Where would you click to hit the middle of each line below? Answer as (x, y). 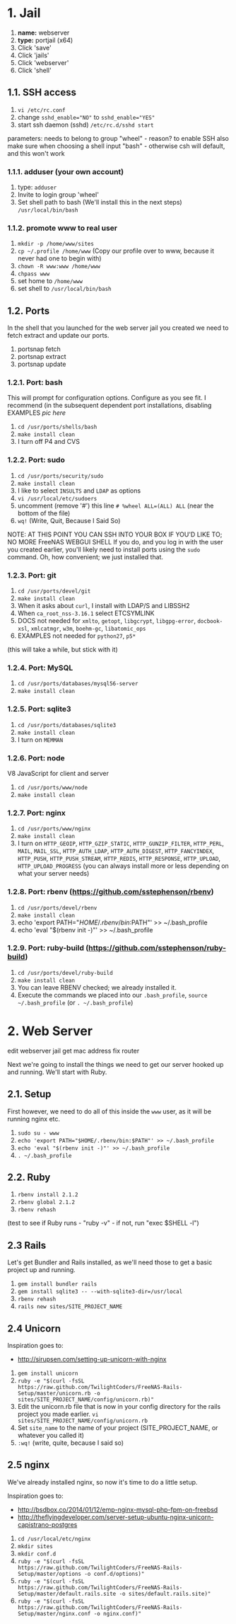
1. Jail (24, 13)
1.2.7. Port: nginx (36, 813)
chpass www (34, 274)
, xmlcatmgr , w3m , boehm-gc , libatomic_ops (87, 629)
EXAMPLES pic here (36, 413)
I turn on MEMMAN (40, 739)
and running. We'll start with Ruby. (57, 1072)
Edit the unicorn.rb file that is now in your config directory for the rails (119, 1407)
